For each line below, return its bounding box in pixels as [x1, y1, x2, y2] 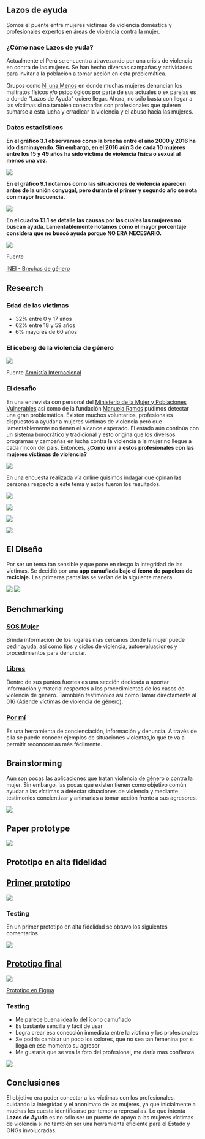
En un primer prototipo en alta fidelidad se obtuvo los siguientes [6, 923, 168, 930]
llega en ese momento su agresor [15, 1042, 100, 1049]
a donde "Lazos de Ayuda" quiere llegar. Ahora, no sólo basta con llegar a [6, 95, 193, 102]
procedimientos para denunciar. [6, 649, 87, 657]
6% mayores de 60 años [15, 328, 78, 336]
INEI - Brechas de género [6, 265, 70, 272]
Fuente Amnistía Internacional [6, 369, 81, 376]
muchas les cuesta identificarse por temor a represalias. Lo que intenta [6, 1107, 185, 1114]
